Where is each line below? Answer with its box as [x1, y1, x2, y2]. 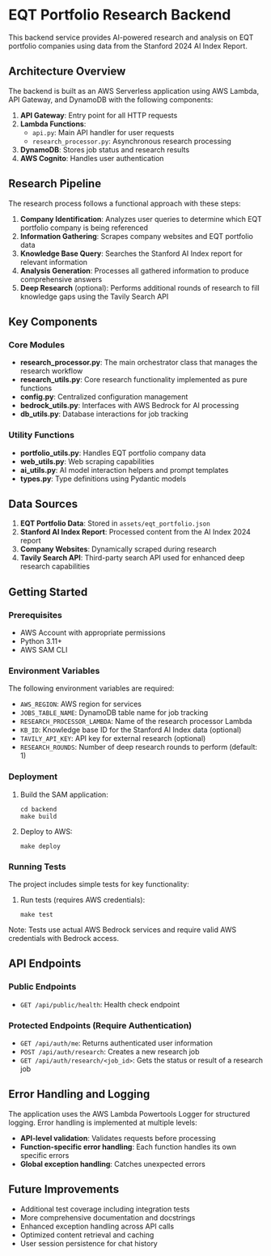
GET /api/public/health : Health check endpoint [19, 999, 180, 1009]
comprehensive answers [19, 274, 103, 284]
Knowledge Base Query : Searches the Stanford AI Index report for [19, 249, 243, 258]
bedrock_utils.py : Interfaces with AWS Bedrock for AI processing [19, 401, 239, 411]
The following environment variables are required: [8, 683, 175, 693]
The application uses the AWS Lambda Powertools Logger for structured [8, 1109, 251, 1118]
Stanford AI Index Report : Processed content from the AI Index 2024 [19, 527, 251, 537]
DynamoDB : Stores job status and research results [19, 144, 190, 155]
